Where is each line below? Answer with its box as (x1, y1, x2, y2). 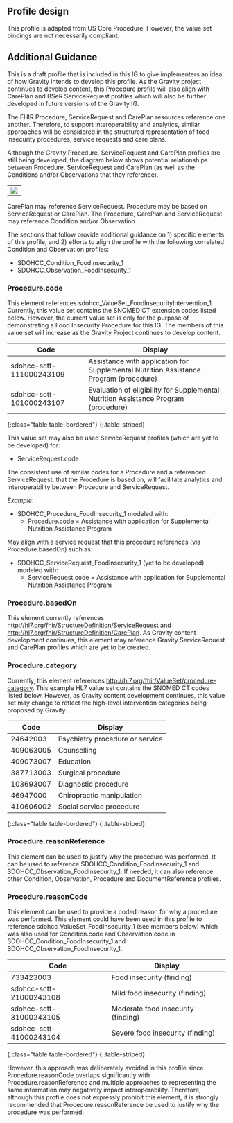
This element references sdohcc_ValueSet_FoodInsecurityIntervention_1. (7, 298, 214, 307)
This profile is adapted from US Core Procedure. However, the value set (7, 24, 212, 32)
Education (58, 756, 92, 766)
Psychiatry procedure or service (58, 734, 163, 744)
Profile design (7, 6, 69, 17)
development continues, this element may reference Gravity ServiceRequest (7, 636, 225, 644)
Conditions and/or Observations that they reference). (7, 170, 159, 179)
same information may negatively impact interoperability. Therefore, (7, 1086, 201, 1095)
